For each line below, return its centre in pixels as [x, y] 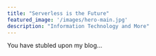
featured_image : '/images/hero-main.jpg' [68, 20]
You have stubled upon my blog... [55, 46]
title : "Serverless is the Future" [58, 13]
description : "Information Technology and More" [78, 26]
